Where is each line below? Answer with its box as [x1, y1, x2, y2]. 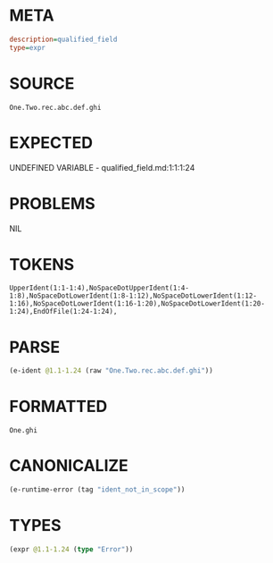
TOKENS [9, 254, 75, 274]
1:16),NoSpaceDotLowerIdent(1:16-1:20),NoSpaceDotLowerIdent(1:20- [9, 299, 266, 308]
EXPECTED [9, 132, 94, 153]
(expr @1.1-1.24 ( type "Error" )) [9, 544, 134, 554]
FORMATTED [9, 397, 108, 416]
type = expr [9, 43, 46, 52]
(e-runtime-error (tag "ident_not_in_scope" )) [9, 485, 186, 494]
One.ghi [9, 426, 38, 435]
